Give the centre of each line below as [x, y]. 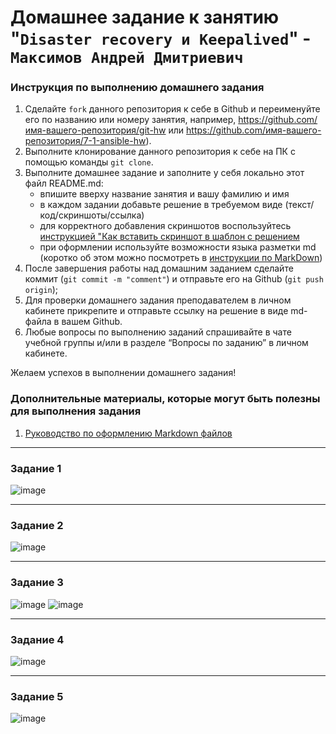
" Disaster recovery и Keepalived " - [161, 38]
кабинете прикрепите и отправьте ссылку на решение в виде [156, 311]
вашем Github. [92, 322]
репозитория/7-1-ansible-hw [85, 141]
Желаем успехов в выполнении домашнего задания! [123, 373]
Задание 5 [37, 696]
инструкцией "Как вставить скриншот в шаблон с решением [169, 237]
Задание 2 [37, 525]
